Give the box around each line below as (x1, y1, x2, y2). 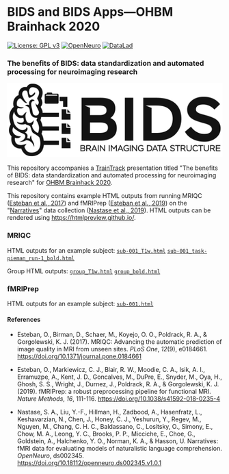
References (7, 315, 41, 323)
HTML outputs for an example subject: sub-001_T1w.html (7, 246, 166, 254)
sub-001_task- (167, 247, 207, 254)
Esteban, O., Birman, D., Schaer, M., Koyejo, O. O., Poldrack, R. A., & (16, 330, 207, 339)
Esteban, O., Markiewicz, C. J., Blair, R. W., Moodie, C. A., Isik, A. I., (16, 366, 205, 374)
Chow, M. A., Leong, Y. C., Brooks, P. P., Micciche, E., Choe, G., (16, 429, 196, 438)
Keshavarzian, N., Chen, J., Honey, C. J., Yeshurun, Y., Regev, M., (16, 415, 202, 423)
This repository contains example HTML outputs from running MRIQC (7, 192, 203, 200)
